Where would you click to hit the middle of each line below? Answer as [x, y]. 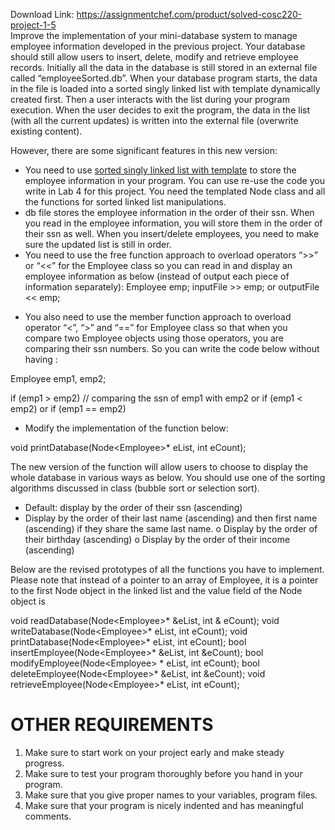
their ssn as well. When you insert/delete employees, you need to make [172, 233]
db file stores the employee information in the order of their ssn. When [169, 212]
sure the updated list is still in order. [98, 244]
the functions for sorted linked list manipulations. [125, 202]
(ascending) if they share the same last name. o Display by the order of [171, 528]
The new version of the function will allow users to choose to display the [159, 467]
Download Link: [42, 14]
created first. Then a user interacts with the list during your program [150, 99]
